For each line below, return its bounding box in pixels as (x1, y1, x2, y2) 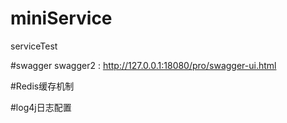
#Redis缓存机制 (10, 80, 75, 92)
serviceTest (10, 40, 58, 52)
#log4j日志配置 (10, 101, 72, 113)
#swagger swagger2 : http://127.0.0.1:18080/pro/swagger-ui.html (10, 59, 277, 71)
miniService (10, 7, 113, 30)
